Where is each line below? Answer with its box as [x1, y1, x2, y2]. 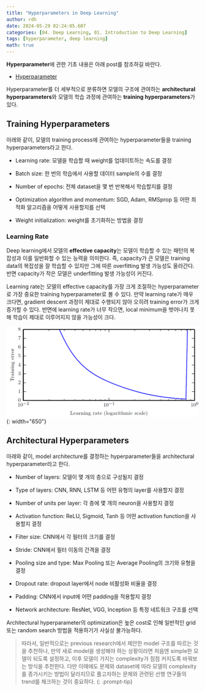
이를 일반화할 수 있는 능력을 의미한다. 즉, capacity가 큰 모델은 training [22, 254, 190, 262]
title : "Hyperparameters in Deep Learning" [6, 10, 119, 16]
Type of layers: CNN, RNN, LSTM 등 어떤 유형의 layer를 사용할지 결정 [15, 486, 185, 494]
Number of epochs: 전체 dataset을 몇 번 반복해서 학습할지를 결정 [15, 183, 173, 190]
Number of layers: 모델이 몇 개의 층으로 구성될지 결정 [15, 473, 144, 481]
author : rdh [6, 16, 37, 23]
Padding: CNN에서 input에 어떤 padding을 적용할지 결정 [15, 592, 152, 600]
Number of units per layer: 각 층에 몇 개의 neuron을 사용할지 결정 [15, 499, 174, 506]
